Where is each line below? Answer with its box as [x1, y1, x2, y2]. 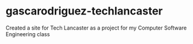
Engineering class [5, 30, 50, 37]
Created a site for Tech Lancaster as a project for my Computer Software [5, 24, 187, 31]
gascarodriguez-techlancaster [5, 4, 163, 18]
